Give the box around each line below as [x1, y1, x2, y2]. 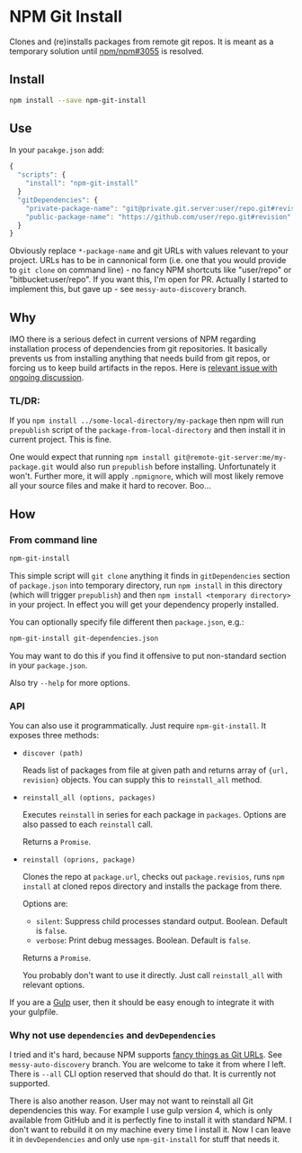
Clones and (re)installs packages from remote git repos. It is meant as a [9, 36, 274, 47]
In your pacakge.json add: [9, 144, 105, 155]
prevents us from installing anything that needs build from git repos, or [9, 353, 271, 364]
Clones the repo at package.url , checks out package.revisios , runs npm [22, 872, 285, 883]
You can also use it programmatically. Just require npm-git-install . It [9, 720, 267, 731]
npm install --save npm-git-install [9, 96, 147, 105]
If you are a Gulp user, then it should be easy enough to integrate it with [9, 997, 274, 1008]
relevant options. [22, 980, 85, 991]
